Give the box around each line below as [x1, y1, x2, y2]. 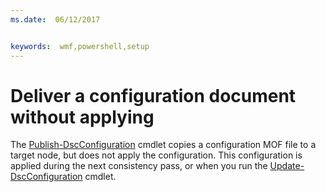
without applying [10, 106, 155, 128]
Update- [269, 160, 305, 172]
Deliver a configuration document [10, 84, 297, 107]
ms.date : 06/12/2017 [10, 14, 101, 25]
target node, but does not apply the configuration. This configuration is [10, 149, 303, 161]
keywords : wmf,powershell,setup [10, 41, 150, 51]
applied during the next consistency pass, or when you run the [10, 160, 268, 172]
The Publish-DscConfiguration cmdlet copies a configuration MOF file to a [10, 139, 317, 151]
